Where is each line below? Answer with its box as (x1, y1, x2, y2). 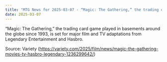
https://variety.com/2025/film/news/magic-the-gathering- (39, 46, 159, 52)
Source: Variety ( (5, 46, 40, 52)
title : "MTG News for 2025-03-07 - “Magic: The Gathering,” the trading (5, 7, 159, 12)
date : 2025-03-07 (5, 12, 41, 17)
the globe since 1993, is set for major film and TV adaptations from (5, 31, 142, 37)
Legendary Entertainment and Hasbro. (5, 36, 83, 42)
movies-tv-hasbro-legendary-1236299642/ (5, 51, 94, 57)
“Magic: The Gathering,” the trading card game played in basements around (5, 25, 161, 31)
